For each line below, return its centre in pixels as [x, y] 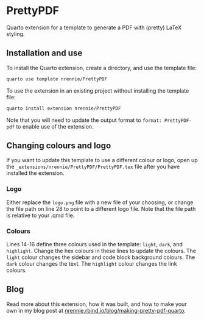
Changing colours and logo [59, 145]
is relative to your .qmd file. [40, 215]
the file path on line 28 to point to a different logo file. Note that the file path [101, 208]
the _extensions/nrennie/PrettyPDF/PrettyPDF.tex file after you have [93, 167]
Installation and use [44, 53]
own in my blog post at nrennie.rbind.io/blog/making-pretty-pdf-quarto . [96, 310]
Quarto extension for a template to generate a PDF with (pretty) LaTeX [94, 27]
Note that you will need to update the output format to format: [84, 120]
